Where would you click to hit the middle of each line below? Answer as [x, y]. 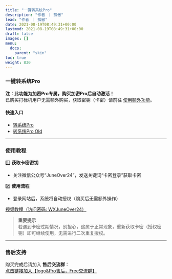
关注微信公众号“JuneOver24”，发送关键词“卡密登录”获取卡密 [77, 175]
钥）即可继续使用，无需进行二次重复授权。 [63, 233]
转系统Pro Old [27, 131]
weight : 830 [18, 62]
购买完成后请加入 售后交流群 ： [37, 265]
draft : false [19, 34]
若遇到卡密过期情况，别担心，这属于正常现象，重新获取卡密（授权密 [90, 227]
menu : [11, 44]
